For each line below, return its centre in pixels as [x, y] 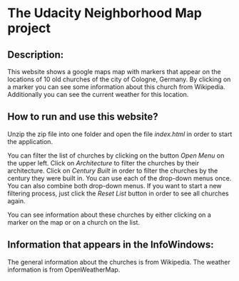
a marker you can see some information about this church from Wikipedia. [117, 87]
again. [17, 200]
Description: [36, 55]
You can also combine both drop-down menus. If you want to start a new [115, 185]
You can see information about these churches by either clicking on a [110, 215]
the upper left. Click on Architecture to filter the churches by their [103, 163]
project [29, 28]
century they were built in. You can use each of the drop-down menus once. [119, 178]
